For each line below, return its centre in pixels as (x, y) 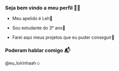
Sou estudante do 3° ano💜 (39, 28)
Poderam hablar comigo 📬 (38, 50)
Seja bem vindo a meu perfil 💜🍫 (43, 8)
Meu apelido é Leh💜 (32, 19)
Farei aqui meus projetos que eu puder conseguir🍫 (63, 37)
